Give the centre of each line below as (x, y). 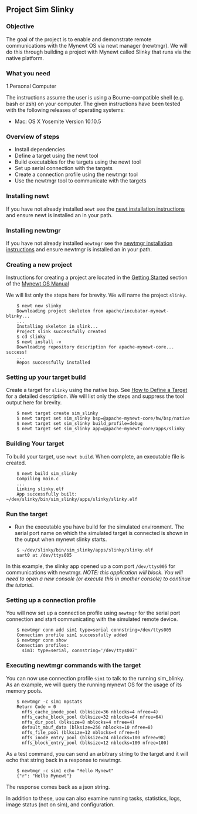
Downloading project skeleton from (60, 311)
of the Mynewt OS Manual (38, 284)
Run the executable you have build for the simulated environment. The (99, 527)
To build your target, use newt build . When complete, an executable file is (95, 456)
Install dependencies (40, 149)
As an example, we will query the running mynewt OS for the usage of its (94, 685)
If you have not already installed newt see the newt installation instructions (96, 209)
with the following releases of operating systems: (65, 110)
